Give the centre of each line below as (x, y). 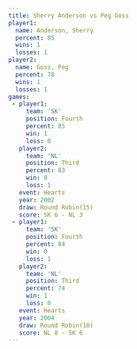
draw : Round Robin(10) (56, 325)
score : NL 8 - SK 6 (51, 333)
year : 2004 (37, 318)
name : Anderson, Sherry (54, 30)
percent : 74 (46, 289)
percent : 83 (46, 171)
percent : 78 (35, 75)
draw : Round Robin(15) (56, 207)
